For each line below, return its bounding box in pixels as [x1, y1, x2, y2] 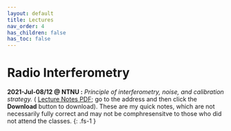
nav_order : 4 [7, 23, 45, 29]
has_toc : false [7, 36, 51, 43]
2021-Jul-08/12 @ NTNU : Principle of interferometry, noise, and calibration [7, 88, 224, 96]
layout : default [7, 10, 54, 17]
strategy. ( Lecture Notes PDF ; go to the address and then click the [7, 95, 198, 104]
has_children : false [7, 29, 67, 36]
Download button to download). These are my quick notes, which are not [7, 102, 215, 110]
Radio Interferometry [7, 65, 130, 81]
